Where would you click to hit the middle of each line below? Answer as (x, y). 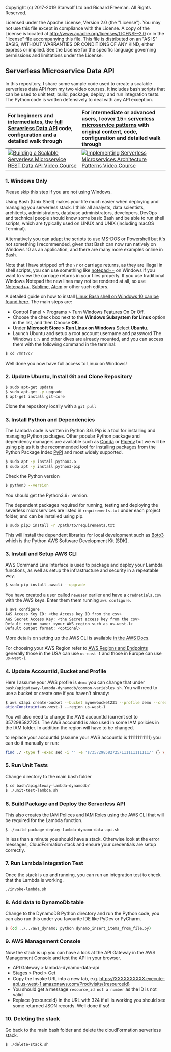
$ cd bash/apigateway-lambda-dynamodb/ (48, 786)
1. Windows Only (26, 181)
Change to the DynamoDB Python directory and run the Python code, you (82, 913)
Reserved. (16, 13)
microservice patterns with (115, 125)
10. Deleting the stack (33, 1018)
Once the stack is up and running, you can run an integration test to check (83, 875)
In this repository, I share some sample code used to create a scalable (79, 83)
